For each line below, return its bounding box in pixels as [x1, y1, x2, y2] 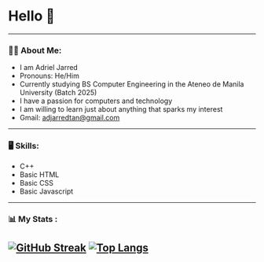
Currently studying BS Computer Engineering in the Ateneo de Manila [19, 79, 244, 89]
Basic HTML [19, 169, 60, 179]
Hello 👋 [8, 7, 55, 25]
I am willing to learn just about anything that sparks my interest [19, 105, 223, 114]
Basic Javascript [19, 186, 74, 196]
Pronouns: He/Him [19, 71, 80, 81]
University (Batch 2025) [19, 88, 97, 98]
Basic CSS [19, 178, 53, 187]
